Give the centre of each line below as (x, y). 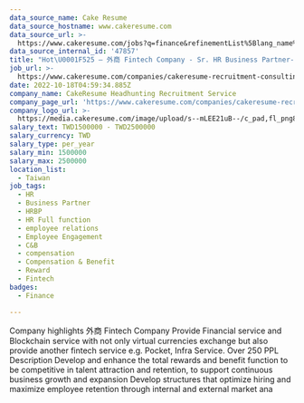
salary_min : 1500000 (48, 152)
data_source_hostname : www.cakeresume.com (90, 26)
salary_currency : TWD (50, 136)
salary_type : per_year (52, 144)
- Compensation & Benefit (66, 262)
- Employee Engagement (60, 236)
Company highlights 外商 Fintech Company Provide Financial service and (146, 331)
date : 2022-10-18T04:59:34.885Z (70, 85)
